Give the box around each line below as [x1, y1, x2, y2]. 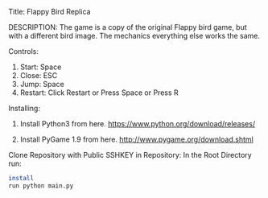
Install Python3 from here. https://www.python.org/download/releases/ [19, 119, 256, 128]
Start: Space [19, 62, 62, 72]
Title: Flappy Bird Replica [8, 7, 91, 16]
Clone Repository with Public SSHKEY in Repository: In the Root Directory [8, 151, 252, 159]
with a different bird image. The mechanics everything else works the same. [8, 31, 260, 40]
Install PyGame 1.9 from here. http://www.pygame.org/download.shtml [19, 134, 254, 144]
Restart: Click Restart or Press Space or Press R [19, 88, 179, 97]
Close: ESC [19, 71, 58, 80]
